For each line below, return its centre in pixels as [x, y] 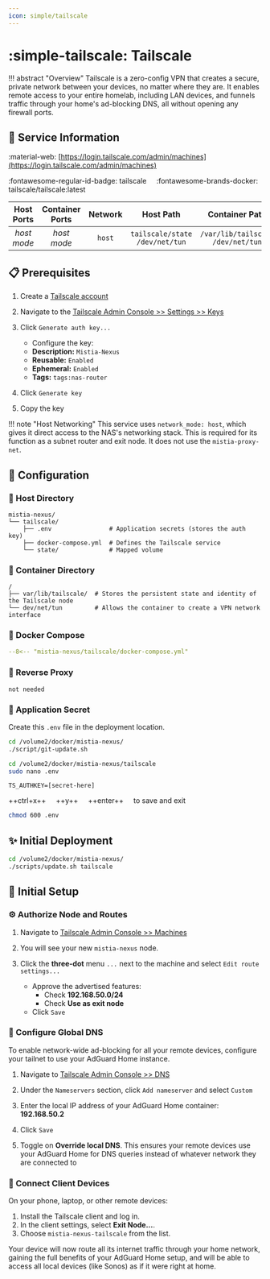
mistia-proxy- [236, 442]
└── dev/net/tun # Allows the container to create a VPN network [135, 608]
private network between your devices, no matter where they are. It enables [134, 86]
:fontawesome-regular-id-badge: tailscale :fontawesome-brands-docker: [133, 181]
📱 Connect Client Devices [59, 1183]
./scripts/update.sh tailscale [61, 867]
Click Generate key [51, 393]
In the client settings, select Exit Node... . [87, 1225]
